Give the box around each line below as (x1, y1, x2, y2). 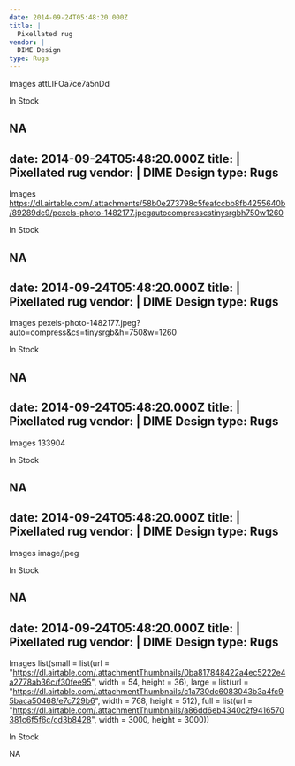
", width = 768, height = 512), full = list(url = (95, 696, 253, 707)
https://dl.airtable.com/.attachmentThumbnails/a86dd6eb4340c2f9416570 (12, 705, 285, 716)
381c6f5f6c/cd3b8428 (9, 715, 92, 725)
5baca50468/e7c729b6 (9, 696, 95, 707)
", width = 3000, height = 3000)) (91, 715, 210, 725)
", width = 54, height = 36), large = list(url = (91, 677, 249, 687)
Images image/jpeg (9, 547, 79, 558)
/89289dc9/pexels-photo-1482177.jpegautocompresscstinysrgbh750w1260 (9, 207, 284, 218)
